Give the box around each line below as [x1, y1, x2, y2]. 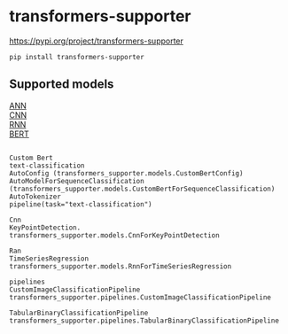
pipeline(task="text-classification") [9, 199, 152, 209]
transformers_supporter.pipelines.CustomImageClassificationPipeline [9, 292, 272, 302]
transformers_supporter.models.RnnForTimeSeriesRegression [9, 261, 232, 271]
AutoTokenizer [9, 192, 62, 201]
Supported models [9, 77, 114, 92]
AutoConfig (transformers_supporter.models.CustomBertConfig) [9, 168, 244, 178]
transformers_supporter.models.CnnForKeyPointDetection [9, 230, 220, 240]
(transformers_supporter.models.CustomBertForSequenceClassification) [9, 184, 276, 193]
